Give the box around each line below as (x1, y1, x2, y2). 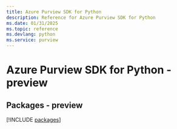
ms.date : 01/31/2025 (6, 20, 59, 26)
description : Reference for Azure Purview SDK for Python (6, 15, 156, 21)
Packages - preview (6, 100, 83, 110)
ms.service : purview (6, 37, 59, 43)
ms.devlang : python (6, 31, 56, 38)
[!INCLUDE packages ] (6, 116, 61, 123)
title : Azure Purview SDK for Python (6, 8, 102, 15)
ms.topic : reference (6, 25, 59, 32)
